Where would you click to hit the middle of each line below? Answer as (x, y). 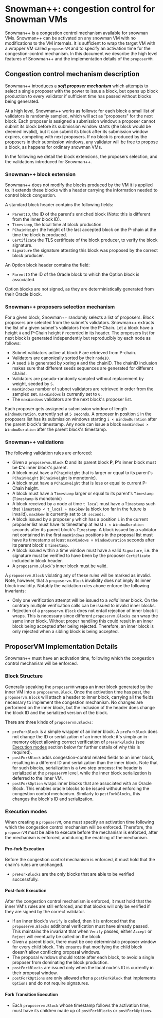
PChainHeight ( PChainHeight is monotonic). (54, 478)
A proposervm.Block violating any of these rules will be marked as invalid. (78, 575)
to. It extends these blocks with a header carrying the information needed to (81, 190)
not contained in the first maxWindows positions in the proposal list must (82, 535)
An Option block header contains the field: (47, 265)
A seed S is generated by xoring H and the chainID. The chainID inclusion (84, 363)
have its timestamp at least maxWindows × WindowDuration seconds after (83, 540)
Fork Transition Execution (32, 995)
